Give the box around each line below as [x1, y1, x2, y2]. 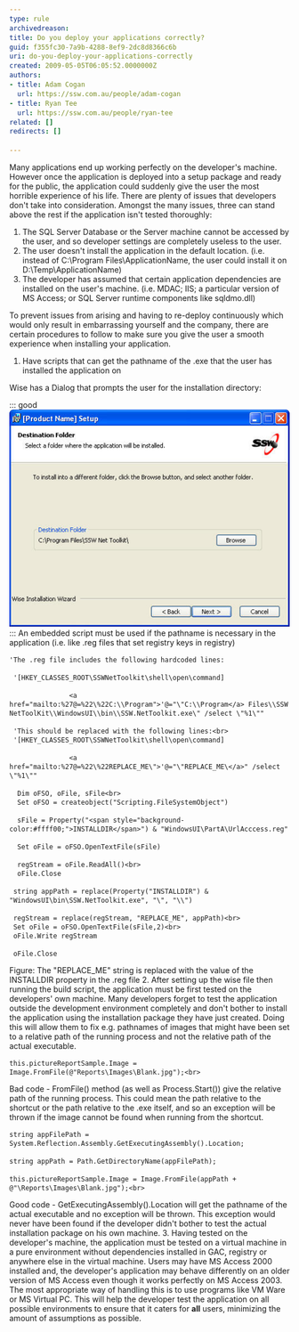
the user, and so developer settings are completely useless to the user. [21, 236, 282, 247]
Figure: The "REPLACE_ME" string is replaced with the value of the [9, 965, 254, 976]
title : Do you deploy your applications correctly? [9, 33, 205, 42]
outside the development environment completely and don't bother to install [9, 1003, 287, 1014]
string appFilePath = [9, 1131, 90, 1140]
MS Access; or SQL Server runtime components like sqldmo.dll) [21, 293, 256, 303]
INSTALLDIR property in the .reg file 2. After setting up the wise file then [9, 975, 273, 986]
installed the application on [21, 365, 122, 376]
